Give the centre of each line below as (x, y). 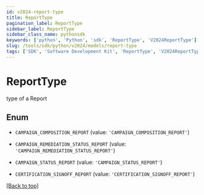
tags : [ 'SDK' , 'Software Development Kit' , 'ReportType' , (81, 52)
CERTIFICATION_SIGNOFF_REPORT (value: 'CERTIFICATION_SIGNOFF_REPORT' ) (105, 174)
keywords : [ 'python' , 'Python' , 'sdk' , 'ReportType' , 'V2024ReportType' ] (102, 40)
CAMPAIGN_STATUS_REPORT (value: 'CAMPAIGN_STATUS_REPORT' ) (89, 162)
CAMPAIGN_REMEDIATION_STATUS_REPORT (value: (70, 144)
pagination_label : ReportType (45, 23)
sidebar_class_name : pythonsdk (46, 35)
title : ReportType (29, 18)
